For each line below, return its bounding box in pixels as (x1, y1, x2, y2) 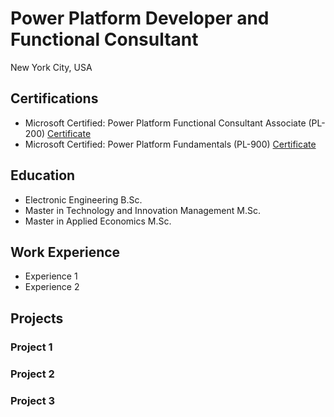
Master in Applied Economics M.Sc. (24, 215, 172, 227)
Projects (10, 310, 64, 327)
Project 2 (10, 367, 55, 381)
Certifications (10, 90, 99, 107)
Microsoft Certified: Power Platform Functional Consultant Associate (24, 117, 307, 129)
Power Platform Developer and (10, 7, 270, 30)
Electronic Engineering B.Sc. (24, 193, 143, 206)
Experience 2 (24, 281, 80, 293)
